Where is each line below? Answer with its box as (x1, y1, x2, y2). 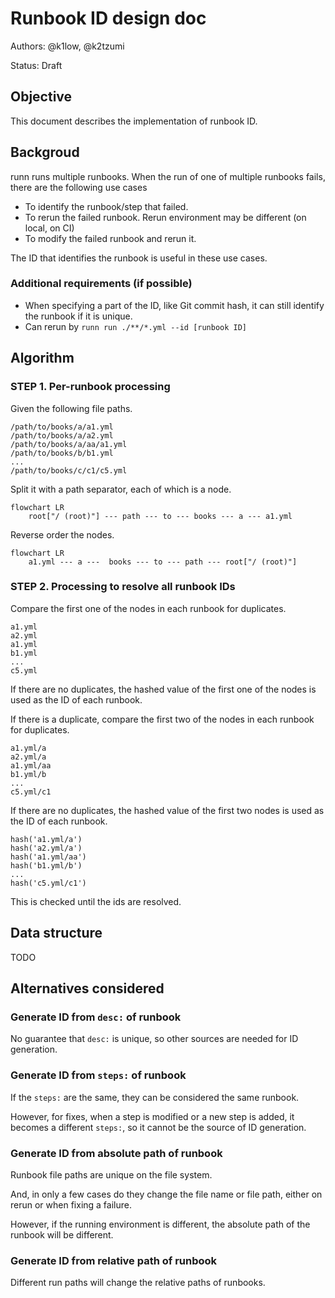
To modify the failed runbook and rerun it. (24, 232, 197, 244)
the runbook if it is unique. (24, 310, 133, 322)
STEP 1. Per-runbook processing (10, 380, 171, 394)
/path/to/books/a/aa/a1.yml (10, 439, 128, 449)
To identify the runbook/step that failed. (24, 200, 189, 212)
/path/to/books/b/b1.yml (10, 448, 114, 458)
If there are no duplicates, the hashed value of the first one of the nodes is (10, 683, 317, 695)
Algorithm (10, 350, 75, 367)
